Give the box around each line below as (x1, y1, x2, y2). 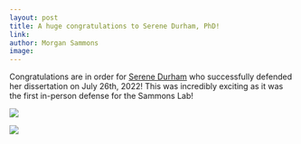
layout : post (9, 13, 59, 22)
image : (9, 47, 34, 56)
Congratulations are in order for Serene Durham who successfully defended (9, 71, 293, 82)
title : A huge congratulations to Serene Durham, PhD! (9, 22, 221, 31)
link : (9, 30, 30, 39)
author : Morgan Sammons (9, 38, 99, 48)
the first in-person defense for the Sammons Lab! (9, 91, 194, 102)
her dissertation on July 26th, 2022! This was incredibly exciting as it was (9, 81, 284, 92)
